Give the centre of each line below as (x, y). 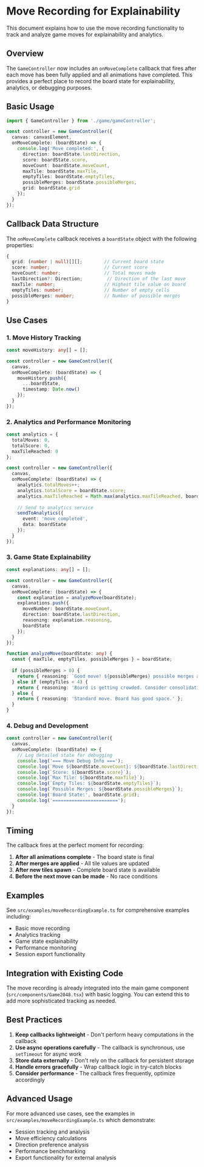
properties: (20, 245)
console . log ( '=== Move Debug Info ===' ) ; (70, 761)
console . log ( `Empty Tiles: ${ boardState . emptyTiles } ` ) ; (90, 784)
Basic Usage (30, 107)
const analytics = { (32, 435)
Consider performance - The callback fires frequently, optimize (95, 1073)
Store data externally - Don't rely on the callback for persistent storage (104, 1060)
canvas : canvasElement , (42, 137)
